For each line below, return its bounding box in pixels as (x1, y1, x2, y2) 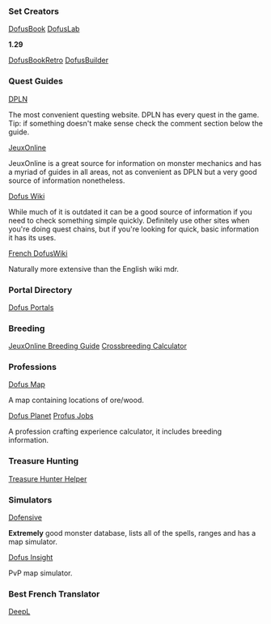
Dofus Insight (8, 553, 53, 562)
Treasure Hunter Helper (8, 473, 87, 483)
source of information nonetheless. (8, 176, 125, 185)
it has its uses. (8, 232, 57, 242)
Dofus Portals (8, 302, 54, 312)
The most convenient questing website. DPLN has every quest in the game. (8, 109, 260, 119)
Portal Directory (8, 284, 73, 295)
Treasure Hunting (8, 456, 79, 467)
